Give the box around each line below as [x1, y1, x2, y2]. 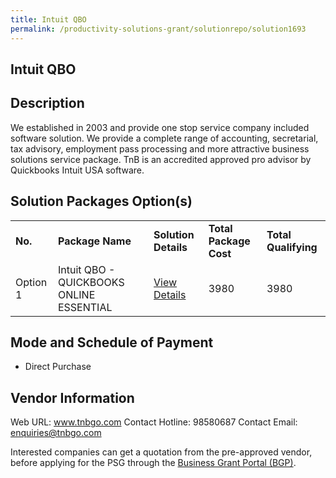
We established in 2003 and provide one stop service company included [10, 121, 310, 133]
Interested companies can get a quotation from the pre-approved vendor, [10, 446, 313, 458]
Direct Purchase [24, 361, 92, 373]
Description [10, 95, 85, 112]
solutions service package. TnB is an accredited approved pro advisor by [10, 153, 312, 165]
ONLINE [57, 287, 96, 301]
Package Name [57, 234, 132, 248]
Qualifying [266, 240, 318, 254]
